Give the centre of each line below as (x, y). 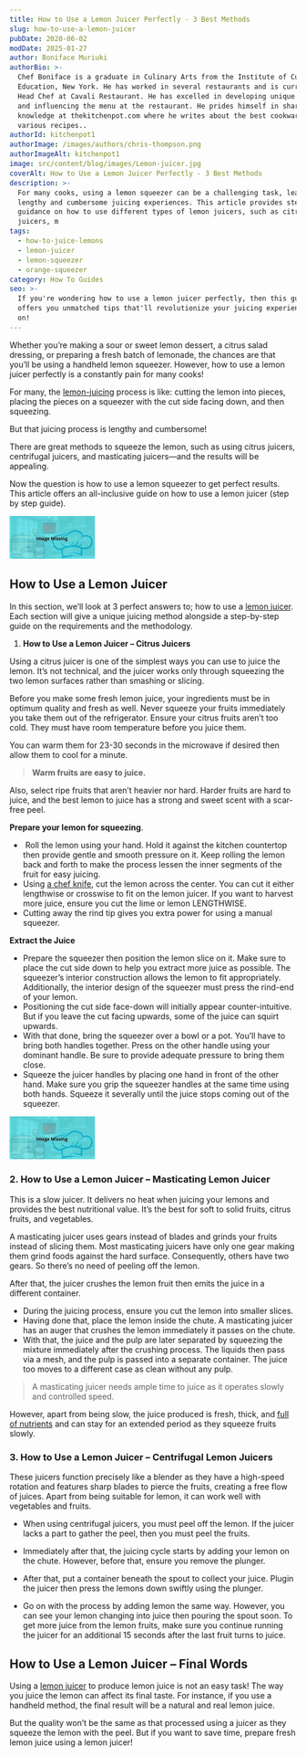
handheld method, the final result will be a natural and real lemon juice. (142, 1705)
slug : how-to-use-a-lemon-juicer (73, 29)
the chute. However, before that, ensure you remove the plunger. (144, 1561)
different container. (45, 1293)
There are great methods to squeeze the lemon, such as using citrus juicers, (153, 447)
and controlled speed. (73, 1396)
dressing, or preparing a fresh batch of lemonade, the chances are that (143, 354)
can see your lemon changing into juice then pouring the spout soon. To (158, 1615)
